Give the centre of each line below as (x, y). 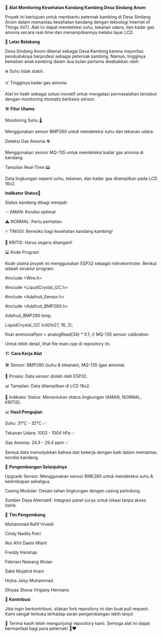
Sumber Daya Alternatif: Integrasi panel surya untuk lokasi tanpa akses (76, 500)
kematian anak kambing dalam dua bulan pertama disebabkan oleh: (72, 61)
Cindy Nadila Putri (23, 533)
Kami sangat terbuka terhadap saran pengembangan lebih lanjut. (70, 614)
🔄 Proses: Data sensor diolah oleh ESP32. (46, 376)
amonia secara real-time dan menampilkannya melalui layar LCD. (70, 32)
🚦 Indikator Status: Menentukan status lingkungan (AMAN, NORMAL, (73, 397)
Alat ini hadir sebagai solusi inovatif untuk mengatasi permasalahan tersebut (81, 94)
